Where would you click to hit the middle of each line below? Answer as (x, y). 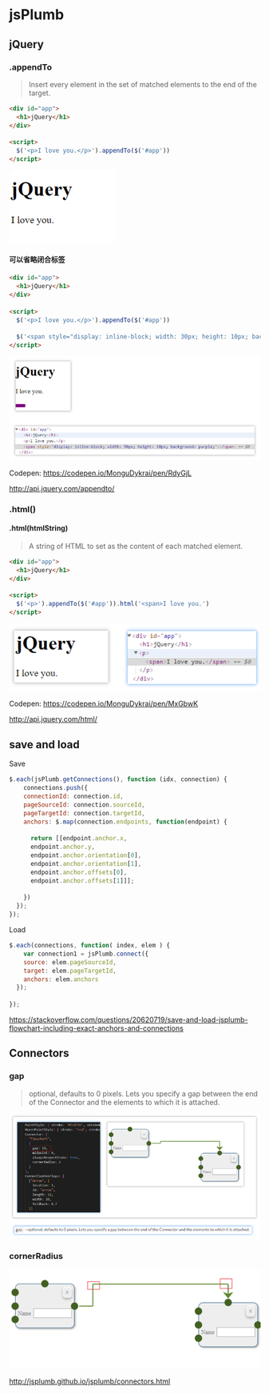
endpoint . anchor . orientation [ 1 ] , (86, 863)
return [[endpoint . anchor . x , (79, 839)
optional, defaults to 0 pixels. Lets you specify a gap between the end (143, 1093)
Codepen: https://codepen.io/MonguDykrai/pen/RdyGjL (101, 473)
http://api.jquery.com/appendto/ (62, 488)
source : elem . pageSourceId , (70, 962)
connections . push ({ (56, 788)
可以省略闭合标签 (37, 259)
